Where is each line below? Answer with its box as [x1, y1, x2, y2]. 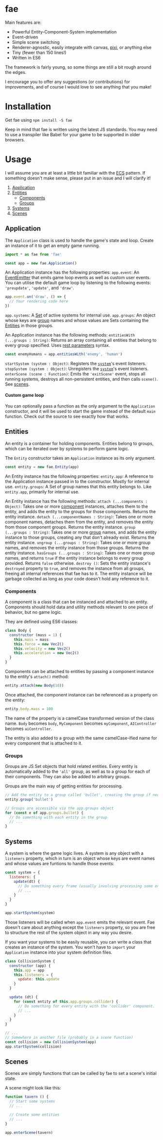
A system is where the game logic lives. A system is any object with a [5, 850, 144, 856]
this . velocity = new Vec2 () [14, 646, 70, 651]
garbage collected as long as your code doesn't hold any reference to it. [5, 575, 149, 582]
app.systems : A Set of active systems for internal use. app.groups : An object [5, 312, 156, 318]
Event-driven [12, 34, 38, 40]
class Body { [5, 628, 32, 633]
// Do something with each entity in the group [9, 815, 108, 820]
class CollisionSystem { [5, 959, 55, 963]
